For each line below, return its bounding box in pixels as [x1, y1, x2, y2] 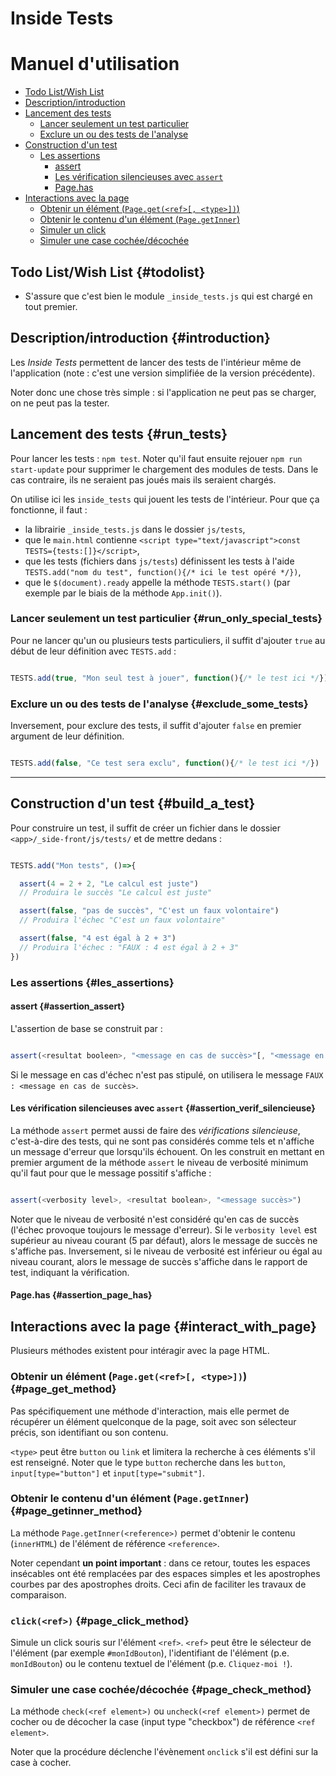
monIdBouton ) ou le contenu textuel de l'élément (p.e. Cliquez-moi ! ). [10, 1658, 293, 1670]
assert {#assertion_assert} [10, 1000, 126, 1012]
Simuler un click [39, 224, 107, 236]
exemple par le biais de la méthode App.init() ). [24, 587, 223, 599]
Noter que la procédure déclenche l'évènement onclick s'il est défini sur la [10, 1746, 319, 1758]
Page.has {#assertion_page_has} [10, 1289, 153, 1301]
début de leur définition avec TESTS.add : [10, 645, 177, 657]
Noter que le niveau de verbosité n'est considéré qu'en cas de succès [10, 1213, 300, 1225]
